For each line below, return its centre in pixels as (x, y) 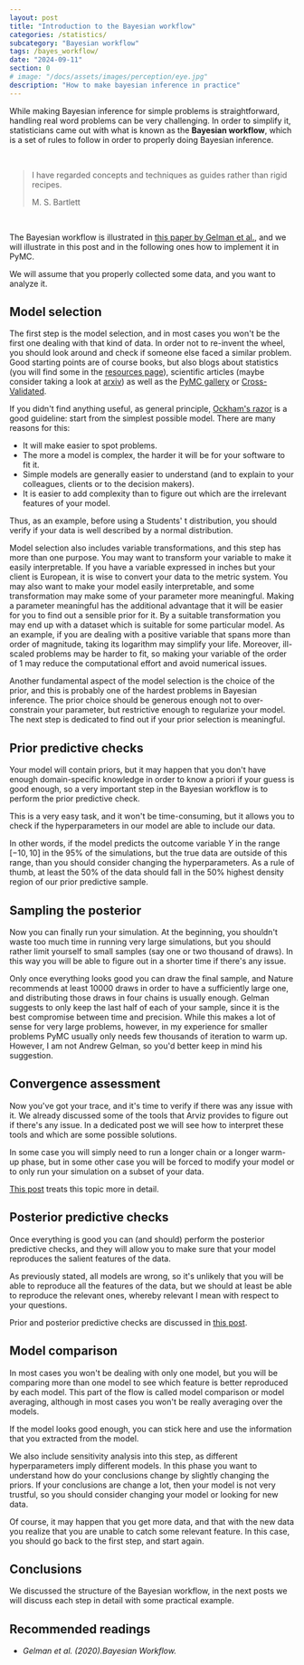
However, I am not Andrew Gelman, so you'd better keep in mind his (136, 1046)
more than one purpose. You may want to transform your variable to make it (151, 558)
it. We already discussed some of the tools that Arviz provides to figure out (149, 1115)
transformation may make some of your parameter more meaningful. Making (152, 596)
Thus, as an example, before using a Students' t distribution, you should (143, 521)
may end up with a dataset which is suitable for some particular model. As (147, 625)
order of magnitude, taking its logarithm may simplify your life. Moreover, (145, 645)
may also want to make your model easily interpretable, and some (132, 587)
